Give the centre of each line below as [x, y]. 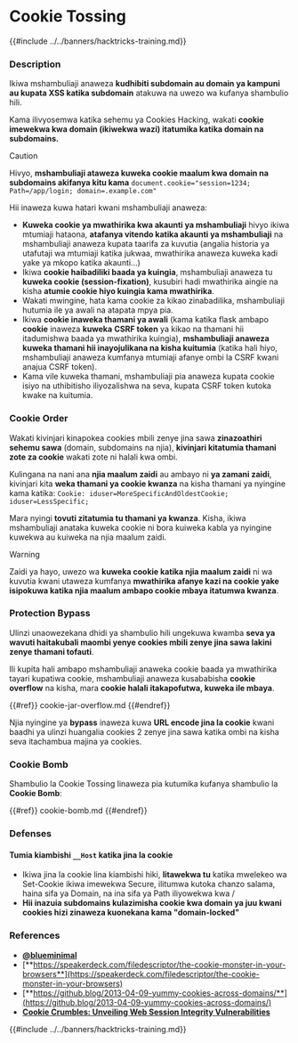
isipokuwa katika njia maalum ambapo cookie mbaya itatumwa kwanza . [144, 591]
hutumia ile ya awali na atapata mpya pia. [97, 310]
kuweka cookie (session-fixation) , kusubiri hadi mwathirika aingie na [150, 281]
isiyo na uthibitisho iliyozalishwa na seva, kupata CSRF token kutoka [146, 386]
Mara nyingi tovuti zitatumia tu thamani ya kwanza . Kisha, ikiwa [128, 517]
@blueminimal [49, 955]
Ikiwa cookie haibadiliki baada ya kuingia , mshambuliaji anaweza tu [147, 273]
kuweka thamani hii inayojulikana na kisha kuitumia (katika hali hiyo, [150, 348]
